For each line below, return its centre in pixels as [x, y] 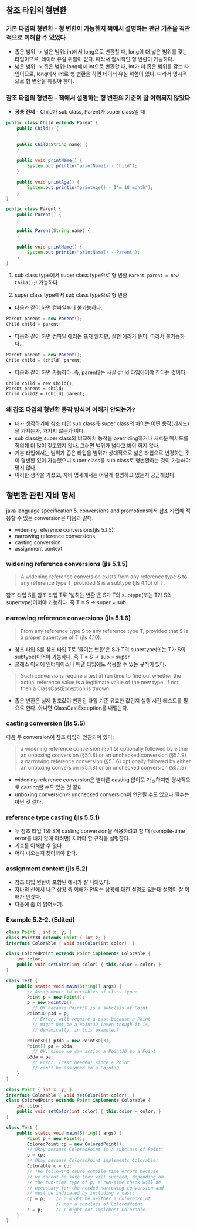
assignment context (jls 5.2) [47, 869]
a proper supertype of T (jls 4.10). [61, 637]
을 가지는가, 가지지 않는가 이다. [50, 431]
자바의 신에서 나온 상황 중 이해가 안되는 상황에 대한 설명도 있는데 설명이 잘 [99, 890]
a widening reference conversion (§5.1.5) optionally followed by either [104, 748]
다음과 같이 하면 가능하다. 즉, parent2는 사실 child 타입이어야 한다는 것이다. [101, 372]
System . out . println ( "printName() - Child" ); [82, 166]
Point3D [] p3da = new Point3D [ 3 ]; [69, 1041]
